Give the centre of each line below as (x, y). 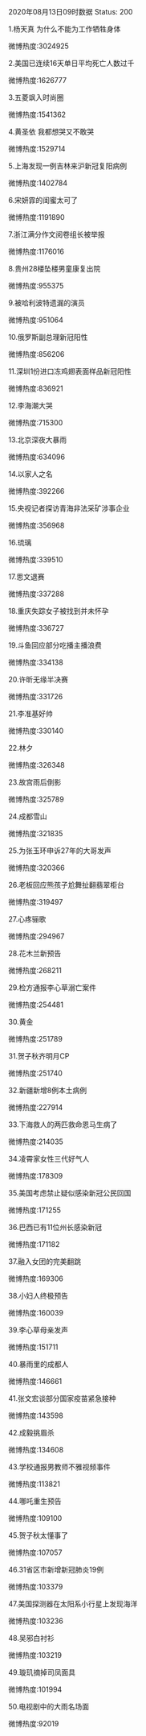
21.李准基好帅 (31, 714)
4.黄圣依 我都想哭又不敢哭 (51, 132)
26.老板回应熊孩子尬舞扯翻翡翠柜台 (66, 885)
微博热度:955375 (36, 286)
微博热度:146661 (35, 1381)
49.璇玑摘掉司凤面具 (42, 1672)
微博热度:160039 (36, 1313)
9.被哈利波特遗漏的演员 (47, 303)
